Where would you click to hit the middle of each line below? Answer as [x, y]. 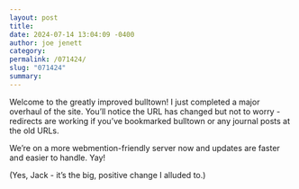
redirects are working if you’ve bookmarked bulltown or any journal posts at [150, 121]
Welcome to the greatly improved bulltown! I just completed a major [135, 102]
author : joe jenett [46, 43]
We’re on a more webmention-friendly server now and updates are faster [145, 148]
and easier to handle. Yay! [58, 157]
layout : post [34, 18]
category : [28, 51]
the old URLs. [35, 130]
